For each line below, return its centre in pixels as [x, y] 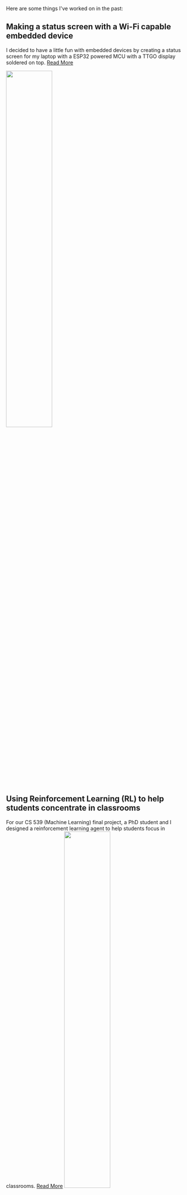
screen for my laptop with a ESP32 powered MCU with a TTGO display [91, 56]
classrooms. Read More [34, 1186]
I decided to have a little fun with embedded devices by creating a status [93, 50]
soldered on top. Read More [40, 62]
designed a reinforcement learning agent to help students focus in [86, 828]
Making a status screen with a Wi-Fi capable [89, 27]
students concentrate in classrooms [73, 808]
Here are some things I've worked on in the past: [65, 8]
